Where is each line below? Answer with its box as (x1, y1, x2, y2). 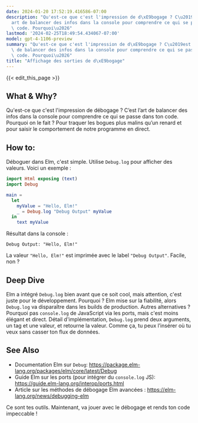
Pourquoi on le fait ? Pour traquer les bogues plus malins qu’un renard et (6, 119, 182, 127)
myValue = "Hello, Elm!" (16, 203, 78, 209)
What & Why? (6, 91, 57, 101)
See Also (6, 345, 39, 355)
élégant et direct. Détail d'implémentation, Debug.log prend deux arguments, (6, 316, 192, 323)
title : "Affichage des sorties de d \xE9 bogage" (6, 58, 126, 64)
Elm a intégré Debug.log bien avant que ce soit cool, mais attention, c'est (6, 290, 182, 298)
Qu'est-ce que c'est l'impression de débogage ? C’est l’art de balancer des (6, 107, 188, 114)
